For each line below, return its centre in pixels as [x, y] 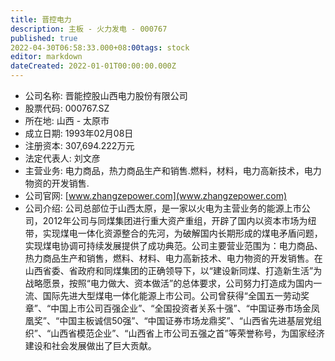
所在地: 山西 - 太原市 [67, 120]
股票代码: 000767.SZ [67, 108]
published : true [44, 38]
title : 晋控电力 [41, 19]
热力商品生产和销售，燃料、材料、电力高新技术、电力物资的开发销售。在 [173, 258]
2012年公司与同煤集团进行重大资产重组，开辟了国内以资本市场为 [175, 220]
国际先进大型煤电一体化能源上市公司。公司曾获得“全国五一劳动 [171, 295]
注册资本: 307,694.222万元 [79, 145]
